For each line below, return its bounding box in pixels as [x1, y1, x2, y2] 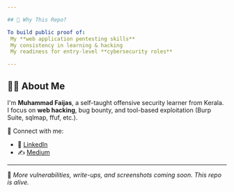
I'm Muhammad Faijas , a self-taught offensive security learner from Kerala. [7, 98, 224, 106]
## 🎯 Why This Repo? [7, 16, 68, 23]
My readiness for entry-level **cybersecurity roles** [10, 48, 173, 56]
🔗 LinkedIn [17, 140, 48, 148]
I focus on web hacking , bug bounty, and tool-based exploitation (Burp [7, 106, 212, 114]
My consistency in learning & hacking [10, 42, 123, 49]
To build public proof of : [7, 29, 86, 35]
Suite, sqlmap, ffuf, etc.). [7, 113, 78, 122]
